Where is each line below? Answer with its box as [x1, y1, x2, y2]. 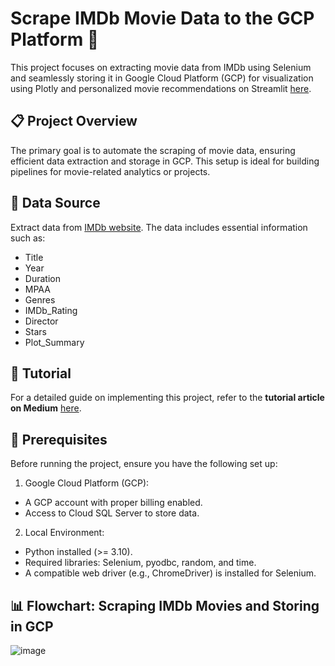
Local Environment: [24, 527, 105, 539]
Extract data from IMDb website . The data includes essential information [10, 221, 308, 233]
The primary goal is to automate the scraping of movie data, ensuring [10, 144, 296, 156]
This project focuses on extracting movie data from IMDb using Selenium [10, 61, 312, 73]
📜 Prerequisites [10, 431, 108, 448]
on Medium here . [10, 402, 82, 414]
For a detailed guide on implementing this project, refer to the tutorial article [10, 392, 325, 404]
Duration [24, 272, 61, 284]
